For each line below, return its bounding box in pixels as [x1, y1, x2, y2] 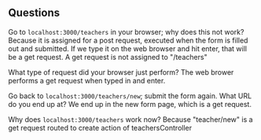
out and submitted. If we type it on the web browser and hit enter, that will [8, 43, 248, 53]
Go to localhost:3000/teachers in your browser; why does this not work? [8, 27, 244, 36]
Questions [8, 6, 61, 20]
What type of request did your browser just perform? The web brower [8, 67, 234, 77]
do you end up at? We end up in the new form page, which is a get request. [8, 99, 252, 109]
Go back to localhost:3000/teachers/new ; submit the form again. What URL [8, 90, 252, 101]
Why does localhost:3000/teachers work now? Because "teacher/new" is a [8, 114, 253, 124]
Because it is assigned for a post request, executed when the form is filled [8, 35, 248, 45]
